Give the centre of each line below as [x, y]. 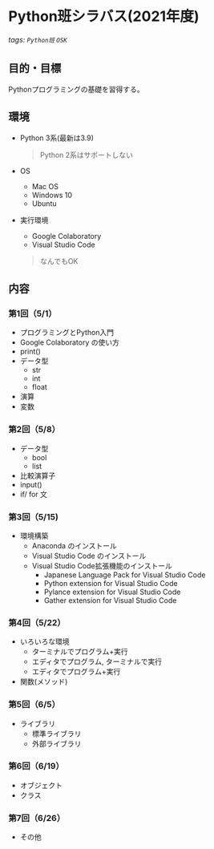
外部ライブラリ [57, 743]
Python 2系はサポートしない [87, 155]
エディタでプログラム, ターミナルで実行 [97, 661]
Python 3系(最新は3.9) [57, 138]
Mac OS [45, 186]
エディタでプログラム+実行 [76, 672]
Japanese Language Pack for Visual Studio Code [125, 575]
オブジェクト [41, 785]
